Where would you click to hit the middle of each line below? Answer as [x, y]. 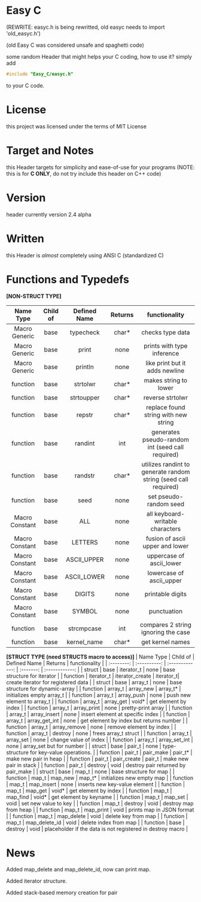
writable [166, 521]
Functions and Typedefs [68, 279]
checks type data [166, 332]
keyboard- [170, 513]
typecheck [85, 332]
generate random [166, 471]
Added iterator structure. [37, 881]
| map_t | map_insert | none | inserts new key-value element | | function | [96, 784]
